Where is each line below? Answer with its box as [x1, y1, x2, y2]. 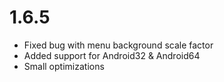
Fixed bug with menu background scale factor [23, 39, 214, 51]
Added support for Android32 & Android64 [23, 49, 201, 61]
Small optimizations [23, 60, 105, 72]
